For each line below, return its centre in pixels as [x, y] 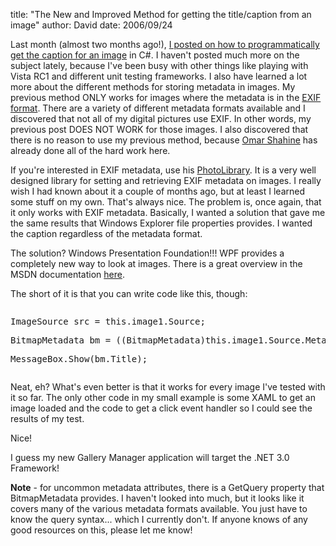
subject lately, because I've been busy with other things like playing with [159, 65]
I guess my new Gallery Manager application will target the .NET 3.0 [150, 457]
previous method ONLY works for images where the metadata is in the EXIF [166, 97]
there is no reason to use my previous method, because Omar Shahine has [164, 140]
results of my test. [47, 418]
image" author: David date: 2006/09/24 [91, 25]
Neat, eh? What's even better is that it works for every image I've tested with [168, 387]
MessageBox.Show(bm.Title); [79, 359]
